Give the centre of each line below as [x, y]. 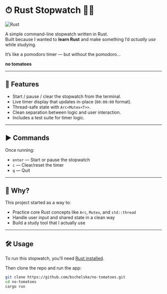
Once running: [20, 150]
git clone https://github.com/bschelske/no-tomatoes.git [65, 277]
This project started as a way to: [38, 203]
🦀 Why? [17, 190]
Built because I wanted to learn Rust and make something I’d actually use [81, 39]
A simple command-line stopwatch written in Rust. [57, 34]
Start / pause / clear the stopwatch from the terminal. [67, 96]
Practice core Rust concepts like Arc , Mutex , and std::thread [74, 212]
